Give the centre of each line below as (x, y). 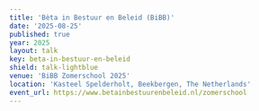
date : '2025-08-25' (46, 26)
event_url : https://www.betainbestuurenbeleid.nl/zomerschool (128, 92)
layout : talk (34, 51)
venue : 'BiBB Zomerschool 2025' (70, 76)
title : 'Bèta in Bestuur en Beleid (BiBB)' (92, 17)
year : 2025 (30, 43)
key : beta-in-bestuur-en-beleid (70, 59)
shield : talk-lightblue (54, 68)
